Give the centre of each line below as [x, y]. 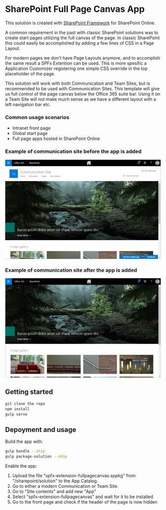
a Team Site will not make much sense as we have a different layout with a [81, 99]
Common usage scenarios [37, 117]
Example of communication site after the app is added [71, 270]
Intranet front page [31, 128]
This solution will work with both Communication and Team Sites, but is [78, 83]
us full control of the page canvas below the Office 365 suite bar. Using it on [83, 94]
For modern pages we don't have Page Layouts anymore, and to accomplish [83, 58]
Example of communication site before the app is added [73, 151]
